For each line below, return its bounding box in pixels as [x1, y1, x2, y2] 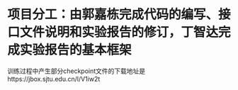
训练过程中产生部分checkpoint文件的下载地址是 [7, 67, 146, 75]
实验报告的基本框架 [20, 42, 132, 58]
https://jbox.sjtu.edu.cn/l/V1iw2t [7, 74, 101, 83]
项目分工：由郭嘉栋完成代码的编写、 [7, 6, 219, 23]
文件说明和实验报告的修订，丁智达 [20, 24, 219, 40]
